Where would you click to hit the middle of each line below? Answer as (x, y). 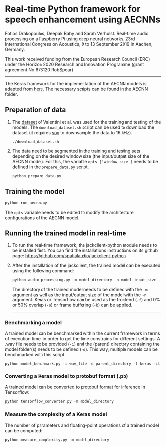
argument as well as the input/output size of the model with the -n (79, 295)
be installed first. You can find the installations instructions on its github (85, 250)
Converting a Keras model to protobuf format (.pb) (67, 376)
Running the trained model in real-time (66, 233)
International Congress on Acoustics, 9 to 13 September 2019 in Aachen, (79, 44)
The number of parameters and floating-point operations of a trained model (82, 425)
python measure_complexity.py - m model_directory (57, 440)
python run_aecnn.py (26, 203)
